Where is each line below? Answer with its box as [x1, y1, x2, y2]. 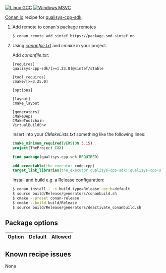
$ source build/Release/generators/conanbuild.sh [12, 191, 117, 196]
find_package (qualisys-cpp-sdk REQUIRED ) [12, 154, 100, 159]
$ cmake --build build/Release [12, 200, 77, 205]
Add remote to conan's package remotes [12, 24, 96, 30]
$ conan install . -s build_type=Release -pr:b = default [12, 187, 130, 192]
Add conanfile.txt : [12, 52, 50, 58]
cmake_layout [12, 101, 40, 106]
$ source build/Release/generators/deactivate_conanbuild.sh [12, 205, 142, 210]
